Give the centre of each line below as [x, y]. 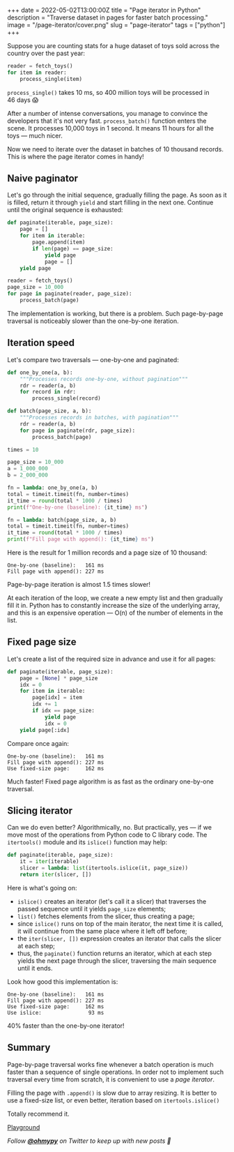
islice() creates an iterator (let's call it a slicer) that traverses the [112, 901]
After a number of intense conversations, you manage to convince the [108, 113]
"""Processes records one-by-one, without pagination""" [104, 379]
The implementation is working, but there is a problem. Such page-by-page [115, 313]
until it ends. [35, 968]
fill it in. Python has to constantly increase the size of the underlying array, [114, 605]
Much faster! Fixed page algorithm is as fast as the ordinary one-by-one [110, 781]
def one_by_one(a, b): [40, 373]
